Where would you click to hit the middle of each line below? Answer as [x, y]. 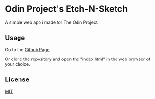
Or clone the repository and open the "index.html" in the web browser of [78, 59]
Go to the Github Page [27, 49]
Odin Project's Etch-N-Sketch [67, 9]
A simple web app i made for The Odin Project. [52, 22]
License [17, 80]
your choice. [18, 64]
